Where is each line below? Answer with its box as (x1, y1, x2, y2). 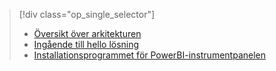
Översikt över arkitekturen (33, 28, 142, 39)
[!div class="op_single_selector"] (18, 9, 156, 20)
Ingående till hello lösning (33, 39, 140, 50)
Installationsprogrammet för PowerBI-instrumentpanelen (33, 49, 267, 61)
